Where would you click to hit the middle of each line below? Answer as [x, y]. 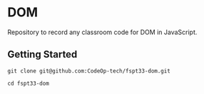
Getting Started [42, 54]
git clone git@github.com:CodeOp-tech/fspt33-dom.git [89, 71]
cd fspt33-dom [29, 83]
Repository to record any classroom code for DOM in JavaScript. [102, 32]
